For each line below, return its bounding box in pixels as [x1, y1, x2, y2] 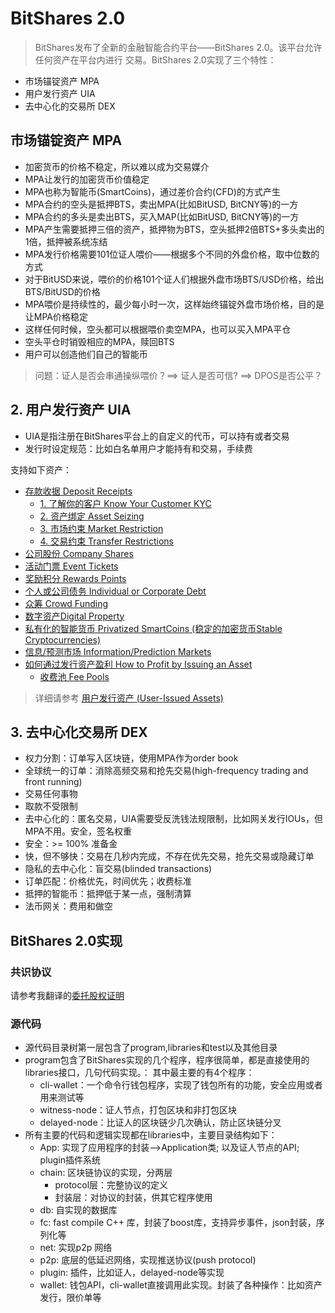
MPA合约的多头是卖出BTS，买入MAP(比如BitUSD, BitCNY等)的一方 [24, 210, 300, 222]
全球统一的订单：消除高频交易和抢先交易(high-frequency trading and [24, 765, 309, 777]
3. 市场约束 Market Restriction [39, 522, 164, 534]
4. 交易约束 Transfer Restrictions [39, 535, 175, 547]
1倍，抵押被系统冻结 [24, 235, 108, 247]
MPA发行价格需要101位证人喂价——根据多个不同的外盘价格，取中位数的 [24, 248, 320, 260]
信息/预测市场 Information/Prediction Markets [24, 645, 212, 657]
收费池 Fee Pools [39, 670, 110, 682]
